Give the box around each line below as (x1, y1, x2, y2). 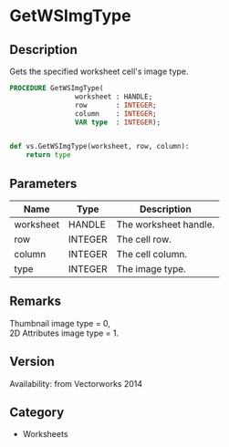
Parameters (9, 175, 78, 192)
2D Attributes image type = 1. (9, 327, 120, 338)
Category (9, 404, 65, 420)
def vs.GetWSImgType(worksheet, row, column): (9, 142, 190, 151)
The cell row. (116, 233, 172, 245)
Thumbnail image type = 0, (9, 317, 111, 328)
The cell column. (116, 247, 188, 260)
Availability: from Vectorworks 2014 (9, 378, 143, 389)
